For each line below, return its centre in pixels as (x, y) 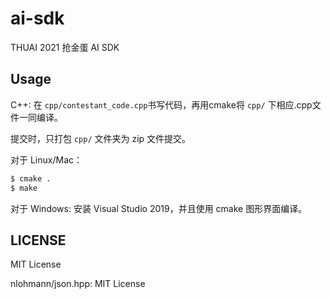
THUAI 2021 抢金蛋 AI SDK (65, 47)
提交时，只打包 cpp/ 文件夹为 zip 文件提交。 (101, 138)
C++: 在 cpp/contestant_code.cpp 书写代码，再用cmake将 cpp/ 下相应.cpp (161, 104)
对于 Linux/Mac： (46, 159)
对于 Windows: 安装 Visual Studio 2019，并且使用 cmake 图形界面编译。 (159, 208)
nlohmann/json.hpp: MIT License (78, 284)
